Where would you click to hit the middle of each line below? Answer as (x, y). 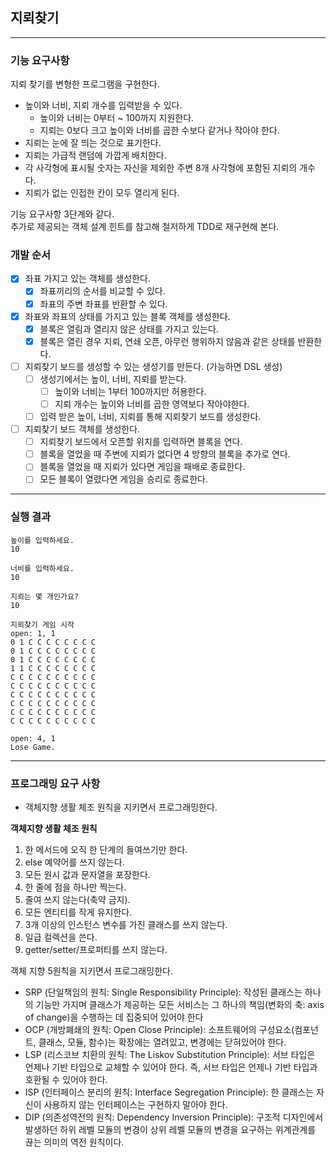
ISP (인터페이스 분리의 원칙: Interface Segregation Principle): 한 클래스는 (169, 1092)
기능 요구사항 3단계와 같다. (62, 214)
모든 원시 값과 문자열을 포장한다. (87, 874)
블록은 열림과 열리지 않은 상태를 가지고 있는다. (129, 329)
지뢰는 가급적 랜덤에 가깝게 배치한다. (95, 155)
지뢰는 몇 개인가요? (44, 596)
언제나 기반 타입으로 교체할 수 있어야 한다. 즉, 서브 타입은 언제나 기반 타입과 (171, 1067)
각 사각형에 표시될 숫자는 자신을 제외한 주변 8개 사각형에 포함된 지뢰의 (161, 168)
